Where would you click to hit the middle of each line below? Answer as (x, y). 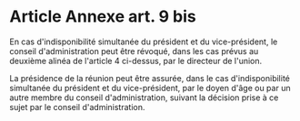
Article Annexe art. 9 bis (103, 17)
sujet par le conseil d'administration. (77, 107)
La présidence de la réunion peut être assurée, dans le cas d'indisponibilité (150, 78)
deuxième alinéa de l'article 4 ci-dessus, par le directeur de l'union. (136, 60)
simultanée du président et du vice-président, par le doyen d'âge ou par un (150, 88)
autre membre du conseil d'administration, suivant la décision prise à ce (144, 98)
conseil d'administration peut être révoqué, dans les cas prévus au (134, 51)
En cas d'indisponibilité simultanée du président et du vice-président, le (144, 42)
